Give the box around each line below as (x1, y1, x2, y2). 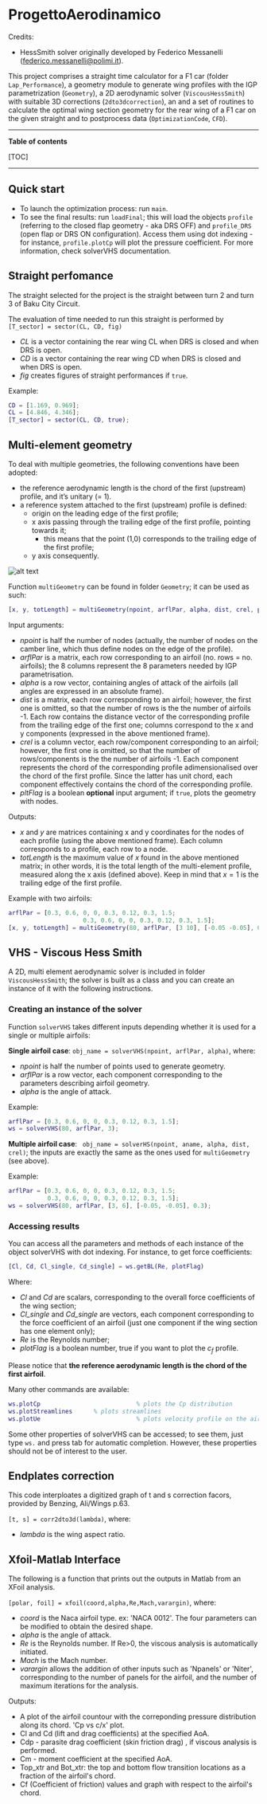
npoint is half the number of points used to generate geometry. (19, 1061, 226, 1071)
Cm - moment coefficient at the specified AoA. (19, 1755, 172, 1764)
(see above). (8, 1156, 50, 1166)
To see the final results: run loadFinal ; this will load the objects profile (19, 212, 253, 222)
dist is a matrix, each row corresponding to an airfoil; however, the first (19, 695, 252, 704)
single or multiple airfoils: (8, 1030, 91, 1040)
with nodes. (19, 796, 59, 806)
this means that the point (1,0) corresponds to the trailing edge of (43, 534, 257, 543)
